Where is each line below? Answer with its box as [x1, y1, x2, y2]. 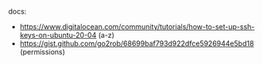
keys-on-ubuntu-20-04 [19, 31, 97, 40]
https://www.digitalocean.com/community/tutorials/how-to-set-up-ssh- [19, 22, 255, 31]
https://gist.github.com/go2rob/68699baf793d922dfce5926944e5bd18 [19, 39, 254, 48]
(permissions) [19, 47, 66, 56]
